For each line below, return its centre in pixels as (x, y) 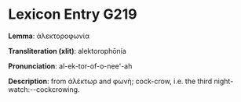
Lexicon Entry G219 (73, 14)
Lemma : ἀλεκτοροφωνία (49, 36)
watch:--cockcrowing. (44, 89)
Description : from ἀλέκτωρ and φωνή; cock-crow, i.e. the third (110, 81)
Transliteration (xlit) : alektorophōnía (68, 51)
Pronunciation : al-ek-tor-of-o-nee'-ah (70, 66)
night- (224, 81)
